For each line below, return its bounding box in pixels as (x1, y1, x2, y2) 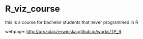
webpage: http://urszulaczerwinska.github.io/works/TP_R (5, 28, 122, 34)
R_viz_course (5, 3, 60, 14)
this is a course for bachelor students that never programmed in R (5, 19, 139, 25)
